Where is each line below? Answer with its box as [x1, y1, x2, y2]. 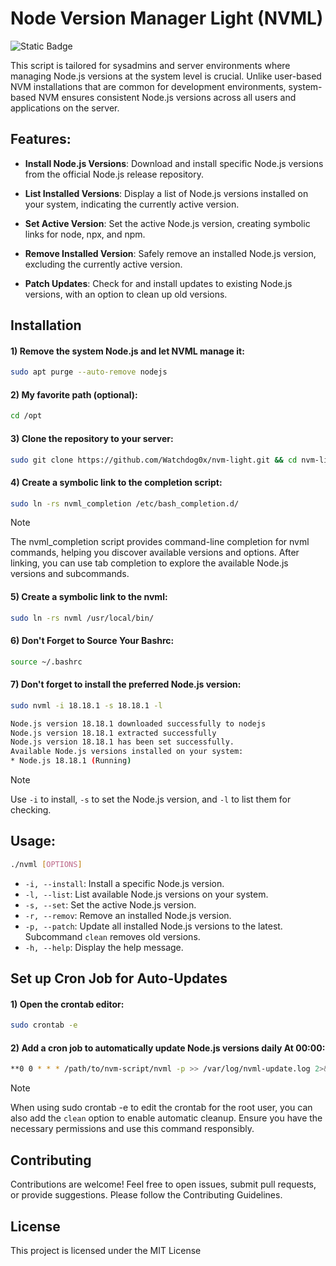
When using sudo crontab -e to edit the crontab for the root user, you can [10, 1102, 313, 1114]
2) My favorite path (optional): [10, 388, 138, 401]
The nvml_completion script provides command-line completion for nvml [10, 536, 310, 548]
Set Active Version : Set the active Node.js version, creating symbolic [24, 217, 311, 229]
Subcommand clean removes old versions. [24, 930, 201, 942]
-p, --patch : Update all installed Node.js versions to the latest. [24, 920, 283, 932]
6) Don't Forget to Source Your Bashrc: [10, 635, 175, 647]
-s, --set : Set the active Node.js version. [24, 898, 197, 911]
